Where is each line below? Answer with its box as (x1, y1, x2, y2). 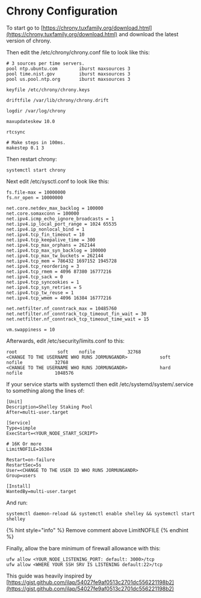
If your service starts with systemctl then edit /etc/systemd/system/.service (6, 380, 194, 387)
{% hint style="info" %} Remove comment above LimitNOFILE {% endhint (6, 526, 188, 533)
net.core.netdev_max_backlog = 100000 (6, 205, 104, 211)
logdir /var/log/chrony (6, 107, 66, 114)
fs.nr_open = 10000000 (6, 194, 63, 200)
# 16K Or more (6, 441, 42, 447)
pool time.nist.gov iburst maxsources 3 (6, 71, 131, 77)
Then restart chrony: (6, 155, 57, 162)
